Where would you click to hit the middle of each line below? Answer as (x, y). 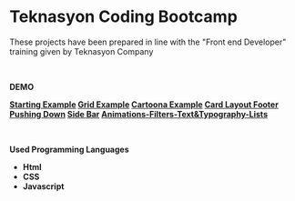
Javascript (43, 186)
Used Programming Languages (69, 149)
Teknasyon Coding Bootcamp (124, 17)
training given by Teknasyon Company (81, 51)
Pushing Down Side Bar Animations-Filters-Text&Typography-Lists (139, 114)
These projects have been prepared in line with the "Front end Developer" (148, 42)
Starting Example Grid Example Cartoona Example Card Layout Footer (144, 104)
